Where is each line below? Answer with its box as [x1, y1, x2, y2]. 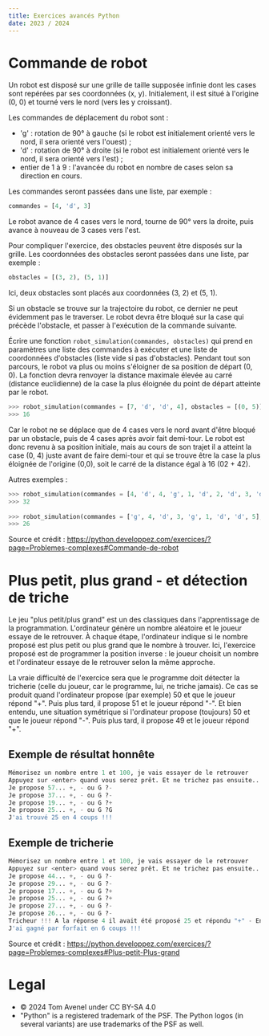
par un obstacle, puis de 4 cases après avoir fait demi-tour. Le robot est [8, 433, 246, 443]
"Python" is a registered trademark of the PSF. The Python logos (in [19, 1010, 244, 1020]
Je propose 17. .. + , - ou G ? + [8, 887, 113, 895]
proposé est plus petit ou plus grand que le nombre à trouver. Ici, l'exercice [8, 640, 256, 651]
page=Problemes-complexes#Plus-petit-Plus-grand [8, 947, 180, 956]
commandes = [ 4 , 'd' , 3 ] [8, 202, 91, 210]
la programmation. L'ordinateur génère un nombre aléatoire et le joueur [8, 623, 243, 633]
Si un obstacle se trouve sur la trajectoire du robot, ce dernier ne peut [8, 304, 239, 313]
